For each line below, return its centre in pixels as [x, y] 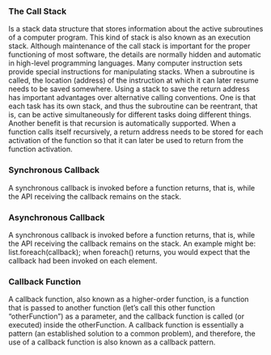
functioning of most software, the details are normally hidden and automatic [135, 55]
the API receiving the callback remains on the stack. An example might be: [132, 243]
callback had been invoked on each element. [83, 260]
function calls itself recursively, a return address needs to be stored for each [136, 132]
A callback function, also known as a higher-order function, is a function [129, 299]
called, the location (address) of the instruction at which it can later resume [133, 80]
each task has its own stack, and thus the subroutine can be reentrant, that [133, 106]
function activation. [40, 149]
